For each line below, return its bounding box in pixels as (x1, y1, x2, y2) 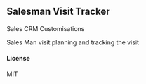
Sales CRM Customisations (6, 24, 85, 32)
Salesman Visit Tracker (6, 6, 110, 18)
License (6, 54, 31, 63)
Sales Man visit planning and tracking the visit (6, 38, 140, 47)
